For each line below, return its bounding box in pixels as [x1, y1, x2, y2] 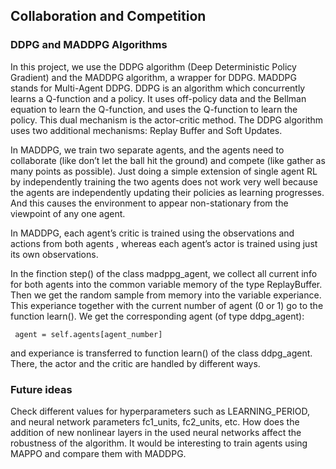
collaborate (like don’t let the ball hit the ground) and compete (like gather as [10, 154, 326, 166]
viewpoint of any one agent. [10, 207, 126, 219]
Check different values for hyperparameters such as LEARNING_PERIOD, [10, 405, 311, 417]
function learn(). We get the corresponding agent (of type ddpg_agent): [10, 310, 305, 322]
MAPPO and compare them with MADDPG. [10, 447, 187, 459]
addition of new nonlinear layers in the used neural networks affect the [10, 426, 302, 438]
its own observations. [10, 248, 99, 260]
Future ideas [10, 382, 73, 396]
